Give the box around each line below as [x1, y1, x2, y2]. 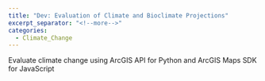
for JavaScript [8, 64, 55, 74]
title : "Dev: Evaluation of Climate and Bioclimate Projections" [8, 11, 229, 20]
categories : [8, 26, 48, 34]
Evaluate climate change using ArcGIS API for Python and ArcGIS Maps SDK [8, 56, 257, 65]
